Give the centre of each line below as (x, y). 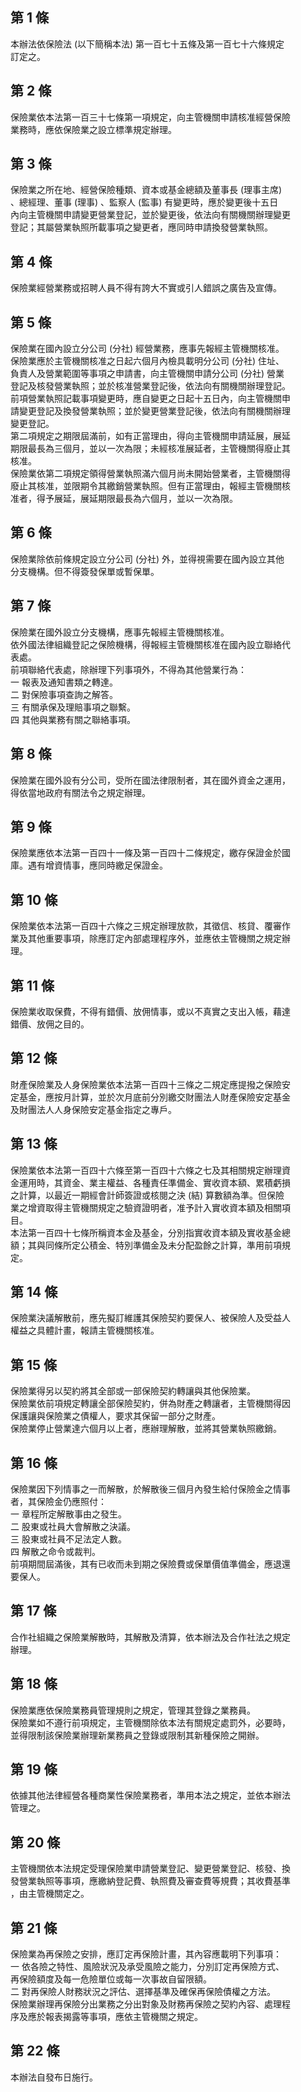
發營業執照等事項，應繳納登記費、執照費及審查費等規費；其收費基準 (150, 1881)
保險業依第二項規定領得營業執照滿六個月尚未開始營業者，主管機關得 (150, 474)
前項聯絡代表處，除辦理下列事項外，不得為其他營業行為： (128, 669)
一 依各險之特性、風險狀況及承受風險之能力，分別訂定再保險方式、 (147, 1967)
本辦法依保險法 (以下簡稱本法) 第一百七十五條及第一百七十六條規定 (147, 44)
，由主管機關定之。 (50, 1894)
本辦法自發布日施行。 (54, 2077)
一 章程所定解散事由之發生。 (68, 1514)
